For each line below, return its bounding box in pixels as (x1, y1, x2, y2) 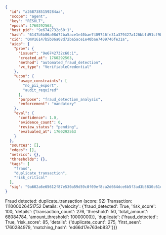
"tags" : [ (9, 161, 30, 166)
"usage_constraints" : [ (18, 78, 68, 83)
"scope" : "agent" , (9, 14, 48, 19)
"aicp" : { (9, 42, 30, 47)
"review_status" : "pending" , (18, 124, 79, 129)
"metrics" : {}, (9, 152, 41, 157)
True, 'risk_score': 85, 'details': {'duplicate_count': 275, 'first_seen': (5, 219, 142, 225)
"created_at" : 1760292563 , (18, 55, 74, 60)
